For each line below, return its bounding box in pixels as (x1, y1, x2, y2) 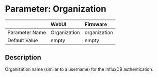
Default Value (7, 37, 38, 44)
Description (5, 53, 41, 62)
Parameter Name (7, 29, 46, 36)
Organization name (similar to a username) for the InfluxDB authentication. (5, 66, 154, 72)
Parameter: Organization (5, 3, 107, 15)
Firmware (84, 21, 108, 28)
